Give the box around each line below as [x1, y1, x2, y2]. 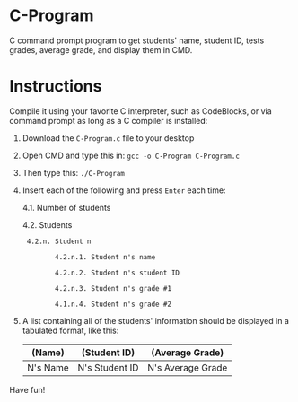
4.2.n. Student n [26, 237, 92, 246]
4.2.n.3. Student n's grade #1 [55, 284, 172, 293]
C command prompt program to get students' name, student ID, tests [9, 35, 265, 46]
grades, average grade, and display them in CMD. [9, 44, 193, 55]
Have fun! [9, 384, 46, 395]
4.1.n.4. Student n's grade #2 [55, 300, 172, 309]
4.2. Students [22, 219, 73, 230]
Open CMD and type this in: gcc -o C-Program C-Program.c [22, 150, 241, 161]
